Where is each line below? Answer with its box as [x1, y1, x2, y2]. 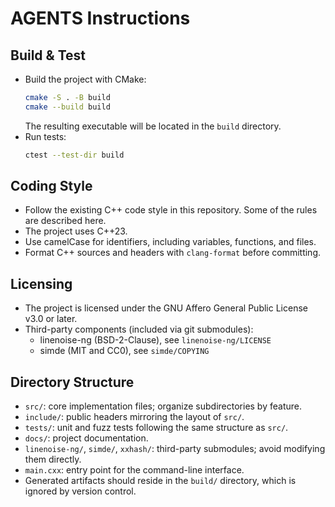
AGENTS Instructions [10, 7, 191, 30]
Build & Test [10, 47, 86, 64]
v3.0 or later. [24, 313, 78, 325]
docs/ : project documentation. [24, 432, 149, 444]
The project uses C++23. [24, 225, 128, 237]
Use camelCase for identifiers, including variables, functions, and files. [24, 236, 317, 248]
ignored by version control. [24, 485, 137, 497]
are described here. [24, 215, 107, 227]
